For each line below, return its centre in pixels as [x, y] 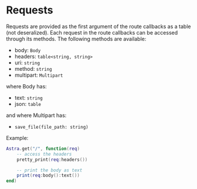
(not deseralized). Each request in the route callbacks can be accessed [92, 32]
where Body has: [26, 86]
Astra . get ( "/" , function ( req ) [43, 149]
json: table [28, 104]
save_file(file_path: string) [52, 127]
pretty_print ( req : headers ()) [52, 159]
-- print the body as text [50, 170]
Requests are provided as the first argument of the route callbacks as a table [98, 26]
